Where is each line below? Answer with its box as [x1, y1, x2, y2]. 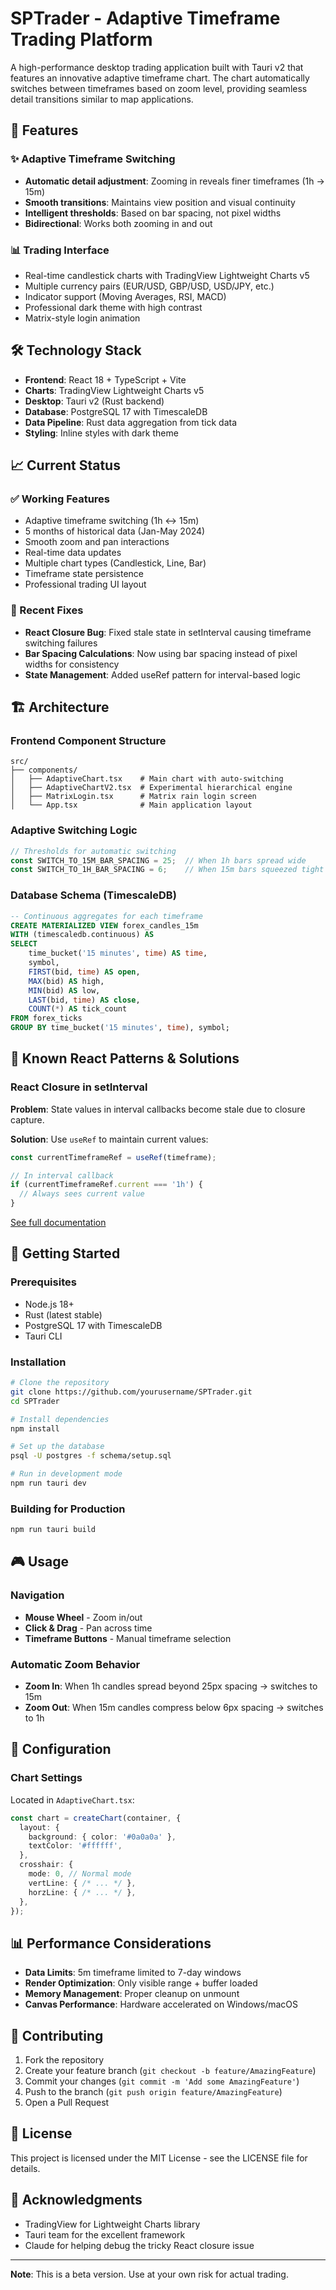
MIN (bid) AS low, [28, 985, 101, 996]
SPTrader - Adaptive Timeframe [10, 7, 281, 30]
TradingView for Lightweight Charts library [24, 2218, 201, 2230]
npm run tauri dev [10, 1478, 87, 1489]
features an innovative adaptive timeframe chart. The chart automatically [10, 72, 310, 84]
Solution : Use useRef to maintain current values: [10, 1133, 209, 1145]
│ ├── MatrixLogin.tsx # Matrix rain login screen [10, 792, 257, 802]
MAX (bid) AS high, [28, 976, 105, 986]
